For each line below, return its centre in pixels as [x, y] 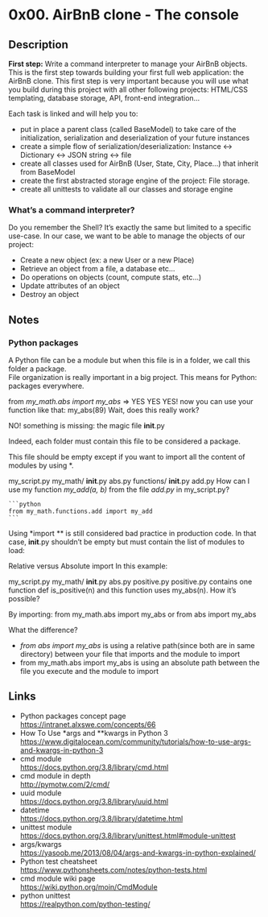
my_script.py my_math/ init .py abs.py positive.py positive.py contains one [130, 581]
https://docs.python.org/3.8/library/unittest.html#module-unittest [128, 836]
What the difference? [43, 630]
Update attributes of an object [70, 286]
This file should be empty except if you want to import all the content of [127, 456]
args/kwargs [41, 844]
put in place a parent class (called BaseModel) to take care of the [128, 129]
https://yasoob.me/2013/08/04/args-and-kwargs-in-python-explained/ [138, 853]
